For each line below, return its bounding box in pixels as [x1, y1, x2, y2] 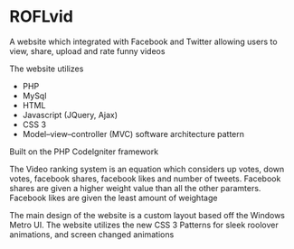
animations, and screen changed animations [9, 228, 175, 240]
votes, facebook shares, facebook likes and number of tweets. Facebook [9, 173, 281, 184]
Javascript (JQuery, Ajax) [22, 109, 118, 120]
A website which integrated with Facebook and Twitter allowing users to [9, 36, 278, 47]
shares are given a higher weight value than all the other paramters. [9, 182, 261, 193]
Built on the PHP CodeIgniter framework [9, 146, 159, 157]
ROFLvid [9, 6, 74, 27]
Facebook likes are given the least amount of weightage [9, 192, 218, 203]
